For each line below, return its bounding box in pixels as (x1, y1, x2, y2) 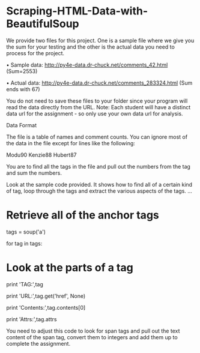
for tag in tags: (6, 240, 43, 247)
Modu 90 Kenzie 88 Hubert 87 (6, 151, 77, 158)
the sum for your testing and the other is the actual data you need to (6, 43, 175, 50)
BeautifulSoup (6, 17, 79, 31)
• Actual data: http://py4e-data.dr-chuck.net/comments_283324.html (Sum (6, 79, 193, 86)
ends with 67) (6, 85, 40, 92)
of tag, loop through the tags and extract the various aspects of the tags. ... (6, 187, 192, 195)
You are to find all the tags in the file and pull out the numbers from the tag (6, 163, 191, 170)
